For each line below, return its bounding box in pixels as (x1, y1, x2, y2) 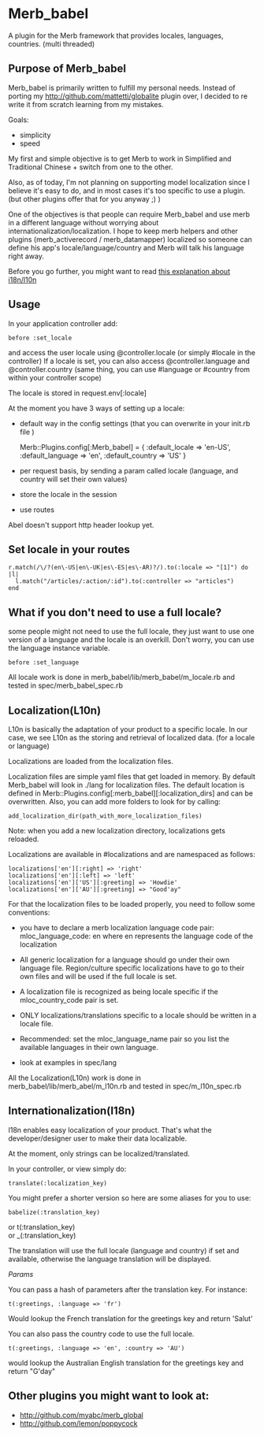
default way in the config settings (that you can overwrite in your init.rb (19, 418, 251, 428)
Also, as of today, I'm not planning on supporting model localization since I (8, 177, 251, 187)
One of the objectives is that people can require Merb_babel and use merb (8, 210, 251, 219)
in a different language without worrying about (8, 217, 159, 227)
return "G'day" (8, 1366, 56, 1375)
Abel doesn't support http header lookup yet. (8, 520, 154, 529)
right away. (8, 251, 45, 261)
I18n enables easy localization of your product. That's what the (8, 1125, 212, 1134)
